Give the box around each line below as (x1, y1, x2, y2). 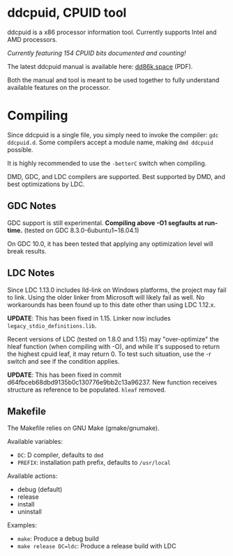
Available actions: (7, 472, 58, 480)
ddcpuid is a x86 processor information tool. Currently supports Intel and (7, 28, 217, 36)
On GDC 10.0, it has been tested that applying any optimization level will (7, 239, 213, 248)
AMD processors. (7, 35, 58, 43)
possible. (7, 145, 33, 154)
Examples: (7, 521, 37, 530)
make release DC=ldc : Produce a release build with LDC (17, 542, 176, 550)
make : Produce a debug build (17, 534, 99, 543)
